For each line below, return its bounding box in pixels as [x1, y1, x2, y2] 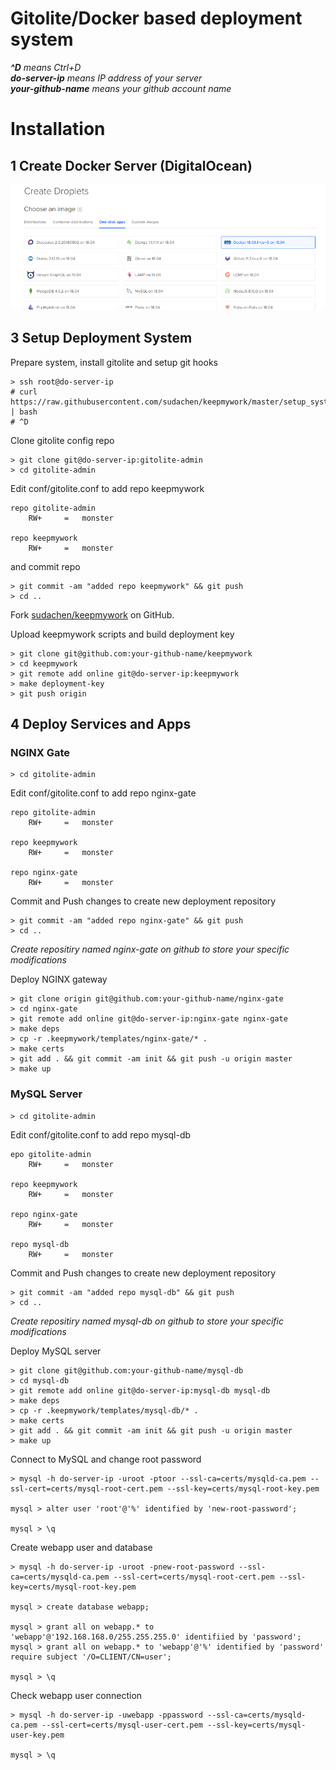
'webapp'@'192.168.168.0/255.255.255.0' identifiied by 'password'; [10, 1632, 302, 1642]
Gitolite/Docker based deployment [10, 7, 303, 30]
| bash [10, 407, 38, 417]
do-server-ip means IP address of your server [10, 72, 203, 84]
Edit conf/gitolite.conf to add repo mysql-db [10, 1128, 192, 1141]
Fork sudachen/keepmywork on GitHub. [10, 608, 175, 621]
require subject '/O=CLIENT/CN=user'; [10, 1652, 172, 1662]
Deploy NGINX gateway [10, 973, 108, 986]
